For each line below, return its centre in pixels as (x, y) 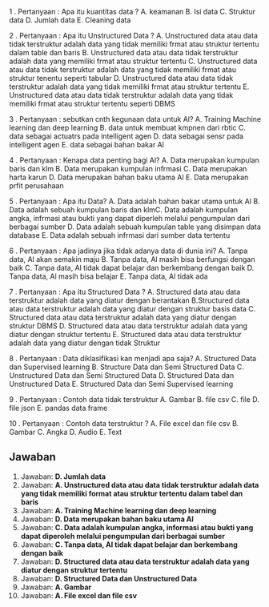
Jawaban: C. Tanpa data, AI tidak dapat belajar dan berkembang (129, 545)
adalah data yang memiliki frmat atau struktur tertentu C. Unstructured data (133, 61)
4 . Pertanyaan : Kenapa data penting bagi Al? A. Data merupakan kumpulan (134, 160)
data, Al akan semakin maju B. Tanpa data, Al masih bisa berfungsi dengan (132, 259)
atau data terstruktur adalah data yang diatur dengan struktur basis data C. (132, 309)
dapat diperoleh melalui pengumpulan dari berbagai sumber (122, 536)
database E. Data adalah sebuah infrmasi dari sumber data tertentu (120, 235)
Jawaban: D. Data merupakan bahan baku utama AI (107, 519)
